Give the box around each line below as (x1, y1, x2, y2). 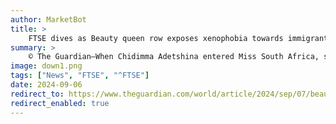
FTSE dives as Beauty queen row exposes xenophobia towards (28, 33, 284, 43)
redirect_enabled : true (10, 98, 110, 108)
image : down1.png (10, 61, 83, 71)
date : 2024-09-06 (10, 80, 83, 90)
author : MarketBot (10, 14, 87, 25)
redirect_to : (10, 89, 65, 99)
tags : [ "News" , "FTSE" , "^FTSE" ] (10, 71, 150, 81)
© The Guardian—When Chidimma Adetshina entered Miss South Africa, (28, 52, 320, 62)
